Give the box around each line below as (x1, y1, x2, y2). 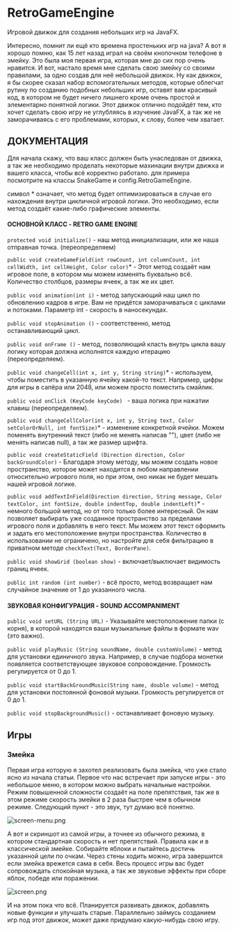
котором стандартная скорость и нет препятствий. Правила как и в (7, 836, 209, 845)
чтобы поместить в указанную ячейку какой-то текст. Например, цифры (7, 375, 223, 384)
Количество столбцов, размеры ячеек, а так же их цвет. (7, 277, 175, 286)
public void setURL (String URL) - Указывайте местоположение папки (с (7, 617, 225, 625)
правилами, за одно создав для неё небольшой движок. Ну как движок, (7, 71, 223, 79)
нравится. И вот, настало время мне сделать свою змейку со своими (7, 63, 216, 72)
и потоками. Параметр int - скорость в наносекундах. (7, 305, 168, 314)
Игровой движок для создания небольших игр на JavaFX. (7, 28, 179, 36)
